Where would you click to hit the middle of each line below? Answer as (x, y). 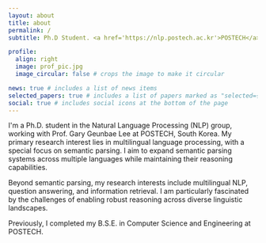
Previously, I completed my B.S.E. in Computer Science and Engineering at (129, 223)
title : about (30, 23)
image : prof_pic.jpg (49, 67)
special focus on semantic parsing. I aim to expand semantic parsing (120, 150)
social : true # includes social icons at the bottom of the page (118, 103)
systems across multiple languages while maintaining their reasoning (121, 159)
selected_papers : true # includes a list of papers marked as (113, 96)
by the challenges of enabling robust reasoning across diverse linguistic (125, 199)
